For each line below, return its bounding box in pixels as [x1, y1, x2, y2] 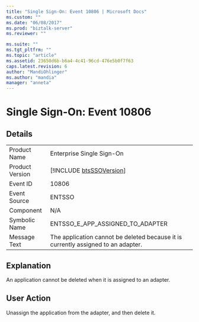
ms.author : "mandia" [6, 75, 57, 80]
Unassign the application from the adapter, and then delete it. [6, 309, 156, 316]
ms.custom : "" [6, 14, 41, 20]
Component [9, 207, 43, 215]
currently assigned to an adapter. [50, 240, 143, 249]
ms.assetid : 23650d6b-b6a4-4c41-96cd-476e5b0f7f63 [6, 57, 134, 64]
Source [9, 197, 30, 205]
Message [9, 233, 35, 241]
